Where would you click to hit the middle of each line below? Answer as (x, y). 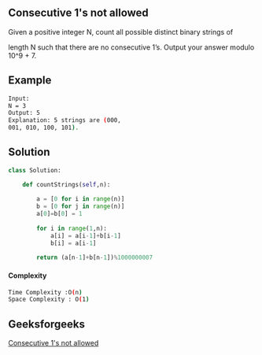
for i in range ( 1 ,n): (72, 228)
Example (30, 81)
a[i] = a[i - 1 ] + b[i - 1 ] (86, 235)
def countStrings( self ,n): (66, 184)
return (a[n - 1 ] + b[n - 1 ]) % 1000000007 (95, 258)
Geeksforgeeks (46, 324)
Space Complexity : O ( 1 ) (49, 300)
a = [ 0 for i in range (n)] (81, 199)
